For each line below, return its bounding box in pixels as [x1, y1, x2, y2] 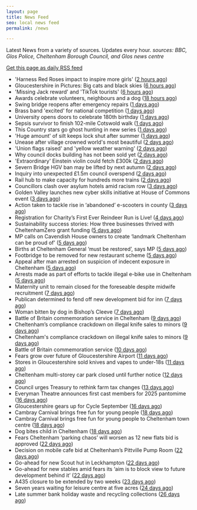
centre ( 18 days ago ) [14, 421, 65, 429]
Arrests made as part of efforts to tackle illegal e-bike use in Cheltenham [14, 270, 192, 278]
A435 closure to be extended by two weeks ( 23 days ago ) [14, 478, 156, 485]
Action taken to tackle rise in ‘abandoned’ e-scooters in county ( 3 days [14, 202, 188, 209]
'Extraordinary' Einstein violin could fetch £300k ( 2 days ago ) [14, 157, 164, 164]
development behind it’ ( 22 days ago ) [14, 472, 106, 479]
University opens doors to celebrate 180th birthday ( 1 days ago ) [14, 114, 170, 121]
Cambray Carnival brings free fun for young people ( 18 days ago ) [14, 409, 173, 416]
